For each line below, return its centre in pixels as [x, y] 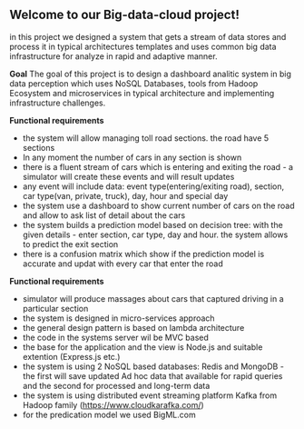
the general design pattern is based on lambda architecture [133, 327]
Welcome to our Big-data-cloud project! [125, 15]
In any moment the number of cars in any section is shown [132, 157]
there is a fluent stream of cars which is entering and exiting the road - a [157, 166]
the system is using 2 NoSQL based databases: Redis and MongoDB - [153, 366]
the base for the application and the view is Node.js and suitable [142, 347]
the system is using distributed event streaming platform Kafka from [150, 395]
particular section [55, 308]
